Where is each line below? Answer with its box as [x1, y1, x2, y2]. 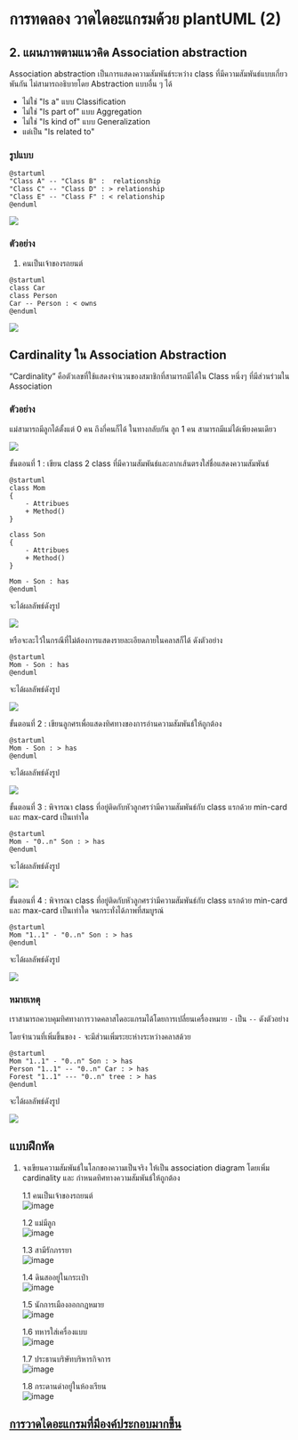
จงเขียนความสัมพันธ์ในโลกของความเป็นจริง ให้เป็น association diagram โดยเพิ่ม [21, 1162, 270, 1173]
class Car [9, 283, 46, 293]
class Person [9, 291, 58, 300]
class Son [9, 530, 46, 539]
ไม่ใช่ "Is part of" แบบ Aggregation [21, 107, 142, 117]
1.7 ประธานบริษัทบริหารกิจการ [21, 1353, 111, 1364]
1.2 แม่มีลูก [21, 1217, 56, 1227]
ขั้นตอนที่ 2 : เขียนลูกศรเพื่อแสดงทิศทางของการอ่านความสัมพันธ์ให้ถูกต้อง [9, 718, 222, 728]
